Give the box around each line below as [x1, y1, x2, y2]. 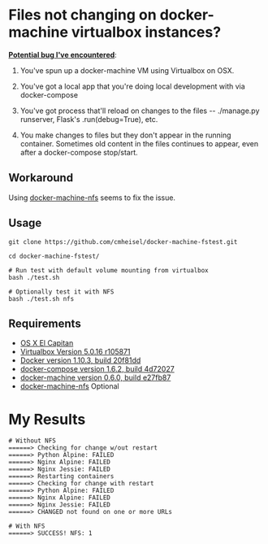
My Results [8, 410, 86, 429]
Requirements [8, 316, 81, 330]
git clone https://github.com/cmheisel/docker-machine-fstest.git [8, 237, 238, 246]
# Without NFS [8, 437, 57, 445]
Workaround [8, 171, 74, 185]
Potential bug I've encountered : [8, 50, 118, 59]
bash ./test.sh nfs [8, 294, 75, 302]
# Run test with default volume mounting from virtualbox [8, 266, 209, 274]
